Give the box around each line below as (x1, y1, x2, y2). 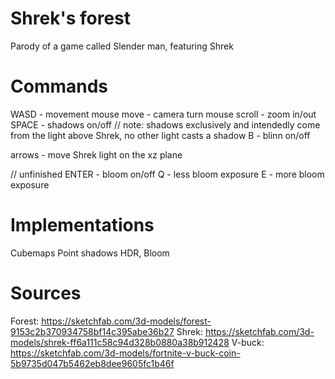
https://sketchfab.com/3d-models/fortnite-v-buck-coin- (10, 347, 241, 359)
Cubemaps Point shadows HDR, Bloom (10, 247, 170, 259)
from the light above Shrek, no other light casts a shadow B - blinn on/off (10, 129, 311, 141)
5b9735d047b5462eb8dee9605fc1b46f (10, 357, 175, 369)
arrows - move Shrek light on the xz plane (10, 148, 183, 161)
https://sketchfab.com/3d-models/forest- (41, 315, 212, 327)
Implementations (10, 214, 155, 237)
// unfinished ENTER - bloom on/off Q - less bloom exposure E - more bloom (10, 168, 325, 180)
